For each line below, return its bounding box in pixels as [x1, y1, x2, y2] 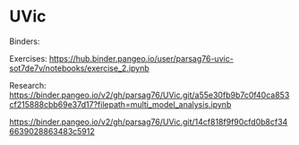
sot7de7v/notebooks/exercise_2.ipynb [9, 63, 149, 73]
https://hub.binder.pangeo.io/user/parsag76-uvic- [48, 53, 235, 64]
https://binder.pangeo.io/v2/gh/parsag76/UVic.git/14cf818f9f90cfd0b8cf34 [9, 116, 288, 127]
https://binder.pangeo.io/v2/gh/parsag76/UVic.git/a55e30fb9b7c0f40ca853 [9, 90, 290, 100]
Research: [9, 80, 47, 90]
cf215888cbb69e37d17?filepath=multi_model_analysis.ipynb [9, 98, 232, 109]
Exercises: [9, 53, 47, 64]
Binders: [9, 36, 40, 47]
